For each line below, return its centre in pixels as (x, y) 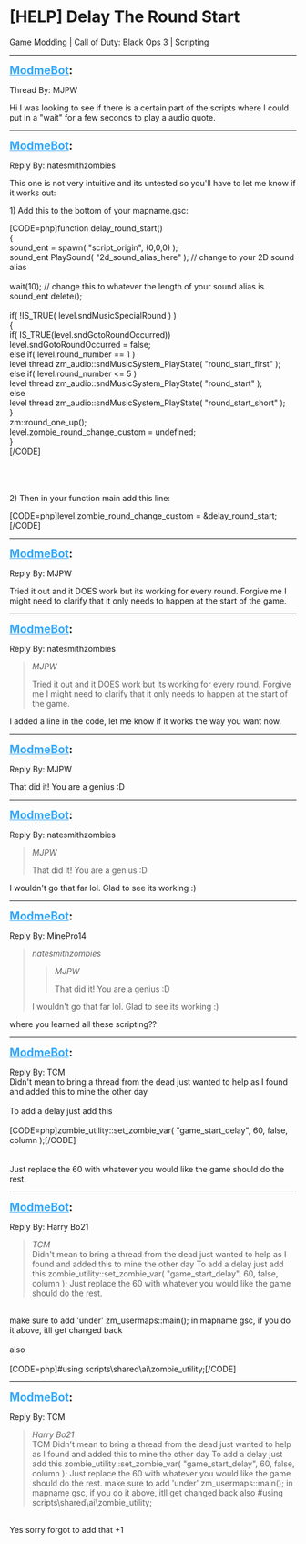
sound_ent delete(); (46, 296)
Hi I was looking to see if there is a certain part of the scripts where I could (149, 108)
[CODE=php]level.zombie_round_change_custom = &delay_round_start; (143, 515)
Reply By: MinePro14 (48, 935)
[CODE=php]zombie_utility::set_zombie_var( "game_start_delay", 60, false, (149, 1130)
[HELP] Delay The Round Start (125, 17)
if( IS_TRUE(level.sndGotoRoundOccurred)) (90, 334)
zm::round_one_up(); (48, 422)
